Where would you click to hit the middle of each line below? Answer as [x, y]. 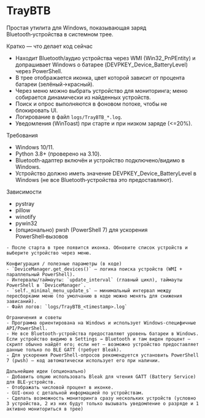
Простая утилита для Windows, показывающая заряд [76, 28]
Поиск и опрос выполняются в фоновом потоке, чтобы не [91, 104]
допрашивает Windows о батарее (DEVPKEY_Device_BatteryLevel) [102, 65]
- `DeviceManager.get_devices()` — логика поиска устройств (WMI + [95, 269]
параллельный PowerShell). [41, 274]
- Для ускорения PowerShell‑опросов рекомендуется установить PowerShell [103, 355]
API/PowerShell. [27, 328]
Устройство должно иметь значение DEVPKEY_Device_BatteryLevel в [106, 173]
